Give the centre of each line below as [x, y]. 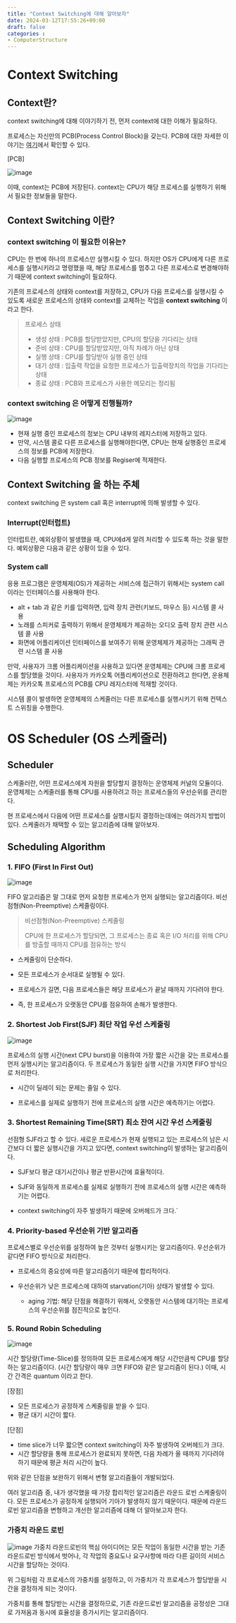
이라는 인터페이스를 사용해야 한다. [54, 592]
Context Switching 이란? [61, 220]
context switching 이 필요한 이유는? [67, 242]
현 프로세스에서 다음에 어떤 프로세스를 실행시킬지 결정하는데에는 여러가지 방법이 [117, 815]
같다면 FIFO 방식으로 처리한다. [49, 1256]
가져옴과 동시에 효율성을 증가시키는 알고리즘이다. [81, 1612]
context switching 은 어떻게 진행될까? [70, 403]
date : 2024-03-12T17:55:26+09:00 [56, 20]
